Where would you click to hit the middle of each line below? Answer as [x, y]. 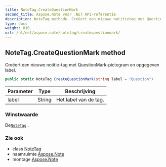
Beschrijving [80, 91]
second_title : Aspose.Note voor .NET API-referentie [61, 14]
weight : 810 [17, 28]
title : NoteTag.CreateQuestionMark [42, 10]
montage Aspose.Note [35, 160]
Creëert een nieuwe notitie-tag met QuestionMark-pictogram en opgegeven [82, 64]
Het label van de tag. [80, 100]
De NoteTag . [17, 125]
